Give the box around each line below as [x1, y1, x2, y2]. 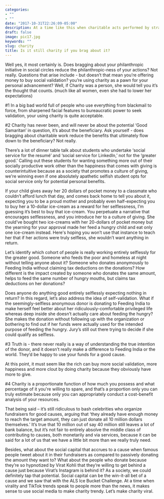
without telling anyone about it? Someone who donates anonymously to [5, 260, 149, 266]
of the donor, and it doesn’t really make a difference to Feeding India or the [5, 346, 156, 352]
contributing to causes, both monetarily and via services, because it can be [5, 431, 157, 438]
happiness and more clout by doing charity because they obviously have [5, 366, 151, 372]
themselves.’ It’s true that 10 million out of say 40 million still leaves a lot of [5, 421, 155, 427]
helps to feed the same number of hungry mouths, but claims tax [5, 275, 136, 281]
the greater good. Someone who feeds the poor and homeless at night [5, 254, 147, 260]
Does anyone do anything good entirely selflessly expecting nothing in [5, 290, 147, 296]
